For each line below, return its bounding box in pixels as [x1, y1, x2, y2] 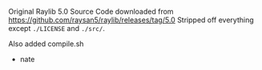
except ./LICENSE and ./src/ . [8, 24, 106, 33]
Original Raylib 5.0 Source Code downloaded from [8, 7, 174, 16]
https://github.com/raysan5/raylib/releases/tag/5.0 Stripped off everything [8, 15, 254, 25]
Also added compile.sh [8, 39, 84, 49]
